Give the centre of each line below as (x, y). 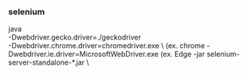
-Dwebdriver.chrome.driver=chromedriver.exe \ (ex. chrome (107, 46)
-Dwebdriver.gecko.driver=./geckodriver (75, 37)
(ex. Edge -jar (183, 54)
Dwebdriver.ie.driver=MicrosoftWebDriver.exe (84, 54)
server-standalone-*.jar (47, 62)
